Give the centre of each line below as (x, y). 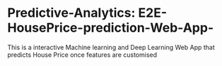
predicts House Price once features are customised (82, 55)
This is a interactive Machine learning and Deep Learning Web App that (111, 47)
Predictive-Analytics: (71, 13)
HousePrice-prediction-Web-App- (111, 28)
